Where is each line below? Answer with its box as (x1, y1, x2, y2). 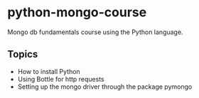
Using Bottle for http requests (17, 75, 104, 83)
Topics (7, 48, 38, 60)
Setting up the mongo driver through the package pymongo (17, 82, 193, 91)
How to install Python (17, 67, 80, 75)
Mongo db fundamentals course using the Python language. (7, 28, 183, 36)
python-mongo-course (7, 4, 147, 21)
